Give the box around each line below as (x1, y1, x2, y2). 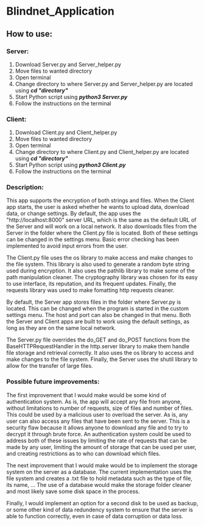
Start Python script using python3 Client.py (15, 161, 126, 169)
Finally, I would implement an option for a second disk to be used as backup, (6, 499, 199, 506)
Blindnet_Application (6, 4, 114, 18)
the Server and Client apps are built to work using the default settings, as (6, 318, 190, 325)
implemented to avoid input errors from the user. (6, 243, 128, 250)
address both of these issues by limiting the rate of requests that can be (6, 437, 187, 444)
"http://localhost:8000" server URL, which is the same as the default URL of (6, 216, 197, 224)
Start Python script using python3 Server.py (15, 93, 128, 100)
